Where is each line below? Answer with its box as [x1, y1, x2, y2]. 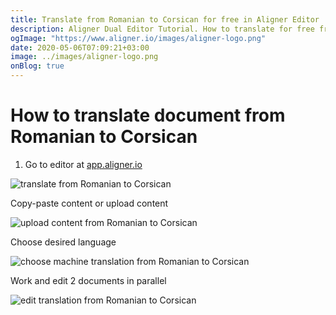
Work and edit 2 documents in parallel [10, 274, 167, 286]
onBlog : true [10, 61, 65, 71]
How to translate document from [10, 104, 286, 127]
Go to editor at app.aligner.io [24, 158, 143, 170]
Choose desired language [10, 236, 117, 248]
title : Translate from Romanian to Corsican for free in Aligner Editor [10, 14, 320, 25]
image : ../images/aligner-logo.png [10, 52, 159, 62]
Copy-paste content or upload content [10, 197, 169, 209]
